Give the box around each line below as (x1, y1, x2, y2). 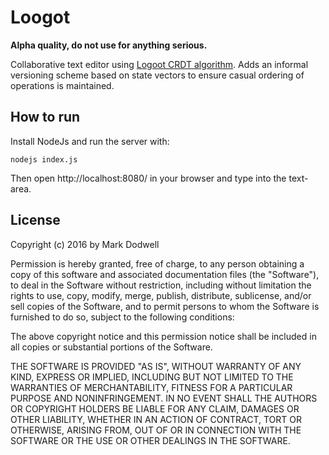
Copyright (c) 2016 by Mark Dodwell (10, 238, 160, 250)
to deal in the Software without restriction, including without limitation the (10, 279, 312, 291)
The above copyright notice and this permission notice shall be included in (10, 330, 317, 342)
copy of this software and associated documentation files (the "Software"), (10, 268, 320, 280)
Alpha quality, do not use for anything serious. (10, 39, 208, 51)
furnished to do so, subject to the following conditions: (10, 311, 235, 323)
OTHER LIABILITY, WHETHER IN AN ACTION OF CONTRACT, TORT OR (10, 413, 302, 425)
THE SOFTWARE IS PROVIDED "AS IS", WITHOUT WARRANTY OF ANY (10, 360, 302, 372)
